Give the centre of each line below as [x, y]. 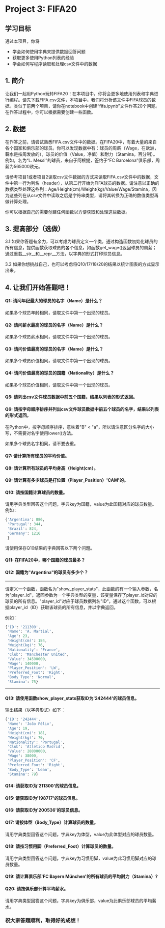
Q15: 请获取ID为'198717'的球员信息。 [42, 798]
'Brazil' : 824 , [23, 529]
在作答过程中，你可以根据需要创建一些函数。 [50, 112]
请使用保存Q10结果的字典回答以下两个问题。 [50, 548]
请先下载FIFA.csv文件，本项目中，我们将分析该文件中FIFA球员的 [87, 100]
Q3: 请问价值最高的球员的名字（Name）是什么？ [54, 349]
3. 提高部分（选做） [35, 229]
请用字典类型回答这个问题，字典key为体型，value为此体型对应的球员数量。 [81, 834]
